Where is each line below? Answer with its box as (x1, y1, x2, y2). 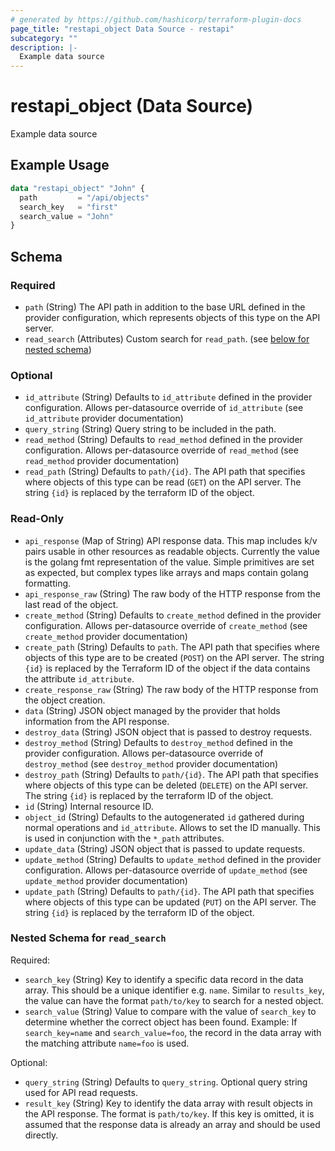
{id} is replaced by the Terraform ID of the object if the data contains (24, 662, 311, 674)
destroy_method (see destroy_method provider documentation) (24, 757, 279, 770)
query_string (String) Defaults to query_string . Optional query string (24, 1076, 308, 1088)
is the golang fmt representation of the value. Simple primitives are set (24, 556, 315, 568)
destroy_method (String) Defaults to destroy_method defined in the (24, 736, 293, 748)
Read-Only (10, 512, 65, 526)
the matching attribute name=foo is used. (24, 1037, 190, 1049)
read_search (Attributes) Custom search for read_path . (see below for (24, 332, 310, 345)
